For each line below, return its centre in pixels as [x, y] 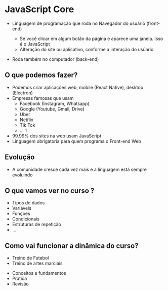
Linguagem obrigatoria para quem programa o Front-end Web [76, 141]
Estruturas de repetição [37, 225]
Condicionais [26, 219]
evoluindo [22, 175]
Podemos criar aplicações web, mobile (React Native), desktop [78, 87]
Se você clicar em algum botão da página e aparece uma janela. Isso [91, 39]
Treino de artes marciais [37, 263]
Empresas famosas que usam [43, 98]
